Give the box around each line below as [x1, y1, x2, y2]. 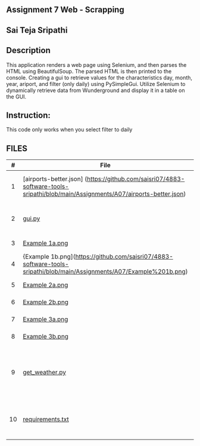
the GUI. [6, 93, 27, 100]
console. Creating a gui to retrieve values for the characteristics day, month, [6, 74, 192, 81]
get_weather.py [23, 368, 67, 377]
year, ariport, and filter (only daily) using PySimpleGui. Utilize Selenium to [6, 80, 186, 87]
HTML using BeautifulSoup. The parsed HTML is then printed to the [6, 67, 172, 75]
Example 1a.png [23, 239, 68, 247]
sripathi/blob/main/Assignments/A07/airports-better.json [23, 190, 184, 198]
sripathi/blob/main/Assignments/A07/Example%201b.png [23, 267, 186, 276]
